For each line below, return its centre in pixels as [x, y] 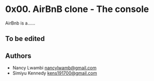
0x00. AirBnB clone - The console [77, 9]
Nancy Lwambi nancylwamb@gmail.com [54, 68]
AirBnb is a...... [20, 23]
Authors [18, 56]
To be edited [25, 39]
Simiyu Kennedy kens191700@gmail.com [55, 73]
